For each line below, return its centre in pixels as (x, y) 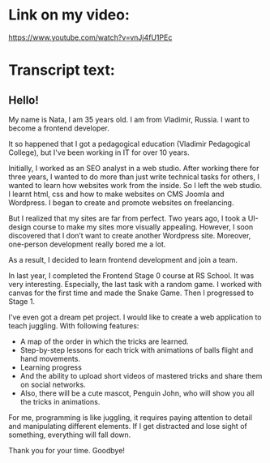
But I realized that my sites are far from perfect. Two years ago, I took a (127, 218)
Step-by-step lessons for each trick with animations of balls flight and (137, 349)
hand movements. (50, 358)
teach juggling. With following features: (74, 325)
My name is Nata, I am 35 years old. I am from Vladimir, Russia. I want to (129, 119)
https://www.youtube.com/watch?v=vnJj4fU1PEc (90, 37)
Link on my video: (69, 15)
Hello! (24, 100)
